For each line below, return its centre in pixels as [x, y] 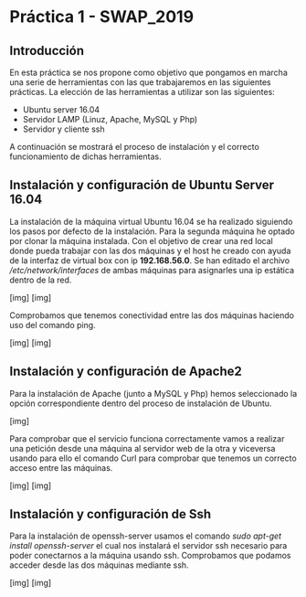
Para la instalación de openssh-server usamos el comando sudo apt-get [145, 536]
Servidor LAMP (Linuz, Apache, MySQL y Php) [110, 119]
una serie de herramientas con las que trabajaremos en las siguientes [140, 82]
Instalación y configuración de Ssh [111, 514]
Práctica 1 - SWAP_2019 [102, 17]
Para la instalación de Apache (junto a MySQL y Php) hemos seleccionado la [153, 393]
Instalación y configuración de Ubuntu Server [142, 185]
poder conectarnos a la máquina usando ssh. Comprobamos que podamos [150, 556]
